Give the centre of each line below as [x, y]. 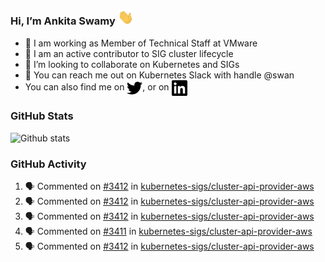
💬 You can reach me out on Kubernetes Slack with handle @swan [159, 75]
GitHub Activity [48, 164]
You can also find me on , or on [97, 86]
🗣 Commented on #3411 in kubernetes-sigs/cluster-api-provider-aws [168, 231]
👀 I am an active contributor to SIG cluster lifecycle [129, 53]
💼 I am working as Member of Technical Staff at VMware [141, 43]
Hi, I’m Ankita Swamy [63, 21]
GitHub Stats [42, 116]
